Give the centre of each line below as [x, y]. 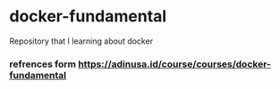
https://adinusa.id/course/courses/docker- [174, 64]
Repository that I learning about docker [81, 41]
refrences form [43, 64]
